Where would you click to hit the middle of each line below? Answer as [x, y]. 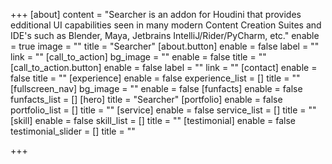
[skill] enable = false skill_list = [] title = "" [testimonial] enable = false [153, 120]
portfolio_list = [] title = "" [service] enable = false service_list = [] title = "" [163, 110]
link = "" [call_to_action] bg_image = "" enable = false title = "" [138, 57]
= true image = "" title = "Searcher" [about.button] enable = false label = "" [165, 46]
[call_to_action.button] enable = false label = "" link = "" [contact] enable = [164, 67]
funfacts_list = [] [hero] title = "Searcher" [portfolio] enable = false [146, 99]
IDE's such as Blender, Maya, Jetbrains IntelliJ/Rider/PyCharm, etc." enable [165, 35]
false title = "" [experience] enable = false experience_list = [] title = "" [155, 78]
